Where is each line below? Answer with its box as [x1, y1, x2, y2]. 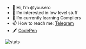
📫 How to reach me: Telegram [12, 20, 74, 26]
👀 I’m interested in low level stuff [12, 10, 78, 16]
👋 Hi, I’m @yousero [12, 5, 51, 10]
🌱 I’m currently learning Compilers [12, 15, 81, 20]
